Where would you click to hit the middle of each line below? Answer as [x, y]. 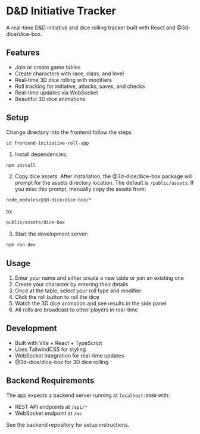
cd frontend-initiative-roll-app [48, 143]
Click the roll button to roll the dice [57, 297]
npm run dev [21, 245]
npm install [21, 165]
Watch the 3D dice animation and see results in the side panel [90, 303]
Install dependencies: [41, 154]
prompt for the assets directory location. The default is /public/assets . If [104, 183]
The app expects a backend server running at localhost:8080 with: [88, 395]
